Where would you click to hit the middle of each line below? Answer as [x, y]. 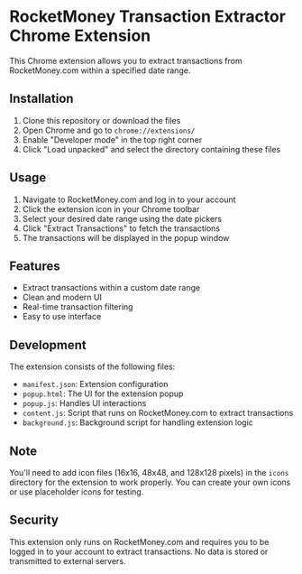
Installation [41, 99]
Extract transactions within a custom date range [111, 288]
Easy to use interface [62, 317]
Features [35, 266]
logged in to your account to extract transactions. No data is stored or [139, 551]
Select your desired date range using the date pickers [122, 218]
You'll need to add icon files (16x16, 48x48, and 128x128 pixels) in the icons [149, 472]
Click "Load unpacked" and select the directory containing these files [151, 149]
